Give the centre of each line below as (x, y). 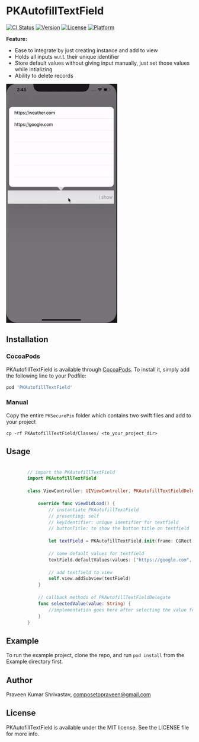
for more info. (23, 734)
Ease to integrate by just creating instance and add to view (86, 50)
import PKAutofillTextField (62, 478)
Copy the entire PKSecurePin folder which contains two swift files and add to (99, 415)
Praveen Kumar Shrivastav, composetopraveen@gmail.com (78, 695)
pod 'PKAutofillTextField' (39, 387)
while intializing (33, 69)
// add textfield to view (80, 572)
